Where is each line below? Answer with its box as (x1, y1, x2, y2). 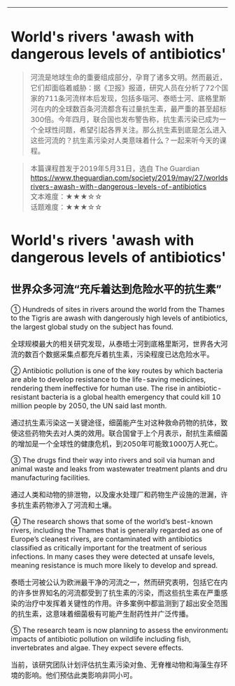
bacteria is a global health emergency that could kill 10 (41, 392, 222, 402)
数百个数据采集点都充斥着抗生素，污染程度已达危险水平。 (24, 349, 215, 359)
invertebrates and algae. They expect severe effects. (10, 643, 184, 652)
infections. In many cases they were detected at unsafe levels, (10, 551, 215, 561)
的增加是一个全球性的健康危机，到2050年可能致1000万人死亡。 (10, 438, 222, 448)
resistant (10, 392, 40, 402)
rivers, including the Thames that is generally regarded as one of (10, 525, 222, 535)
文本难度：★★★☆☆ (30, 192, 103, 202)
